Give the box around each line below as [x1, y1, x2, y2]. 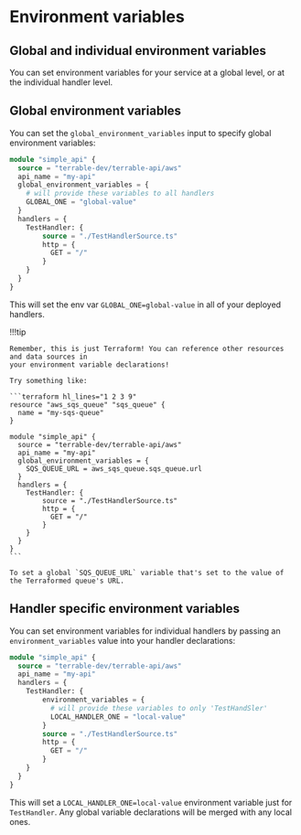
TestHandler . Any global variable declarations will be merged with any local [9, 807, 293, 818]
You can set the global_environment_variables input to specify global [9, 127, 272, 138]
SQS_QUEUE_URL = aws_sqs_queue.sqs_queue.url [26, 464, 203, 473]
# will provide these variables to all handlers [26, 189, 215, 198]
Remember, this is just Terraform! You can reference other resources [9, 344, 285, 353]
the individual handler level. [9, 77, 113, 88]
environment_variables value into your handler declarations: [9, 635, 236, 646]
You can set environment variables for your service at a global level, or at [9, 67, 285, 78]
